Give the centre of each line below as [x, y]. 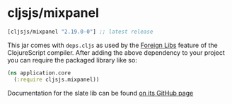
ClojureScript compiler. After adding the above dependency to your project [116, 52]
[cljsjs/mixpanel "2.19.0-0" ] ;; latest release [80, 32]
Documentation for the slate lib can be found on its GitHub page [100, 93]
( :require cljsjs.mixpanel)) [57, 79]
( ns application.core [39, 73]
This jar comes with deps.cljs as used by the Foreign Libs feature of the [112, 45]
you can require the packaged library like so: [72, 60]
